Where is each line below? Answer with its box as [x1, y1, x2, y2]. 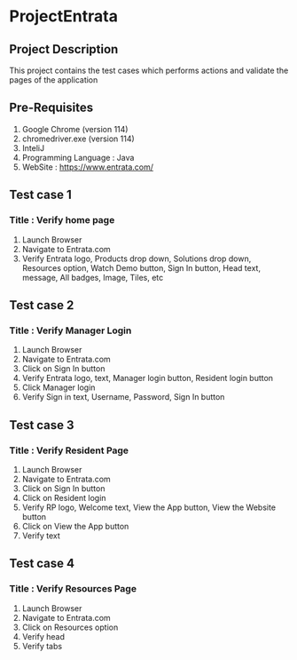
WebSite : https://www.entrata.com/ [21, 162, 153, 172]
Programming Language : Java [21, 152, 135, 163]
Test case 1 [9, 187, 73, 203]
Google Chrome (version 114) [21, 123, 129, 134]
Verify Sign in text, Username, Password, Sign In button [21, 392, 225, 402]
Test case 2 [9, 298, 74, 313]
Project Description [9, 42, 119, 57]
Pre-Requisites [9, 100, 94, 115]
